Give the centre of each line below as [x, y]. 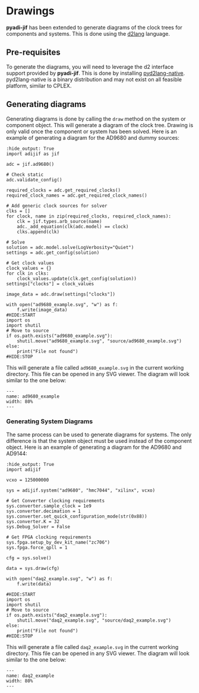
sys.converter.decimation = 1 [44, 511]
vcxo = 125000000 [28, 480]
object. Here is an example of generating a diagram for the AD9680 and [94, 447]
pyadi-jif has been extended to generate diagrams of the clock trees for [94, 27]
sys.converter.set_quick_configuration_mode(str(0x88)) [77, 516]
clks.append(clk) [38, 232]
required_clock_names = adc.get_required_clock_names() [77, 195]
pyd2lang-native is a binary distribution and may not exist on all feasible [94, 79]
